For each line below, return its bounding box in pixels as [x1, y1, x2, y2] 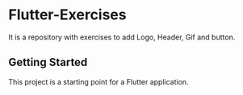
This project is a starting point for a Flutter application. [8, 76, 189, 86]
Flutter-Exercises [8, 6, 127, 24]
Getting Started [8, 56, 88, 69]
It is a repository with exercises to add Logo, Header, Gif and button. [8, 32, 236, 42]
